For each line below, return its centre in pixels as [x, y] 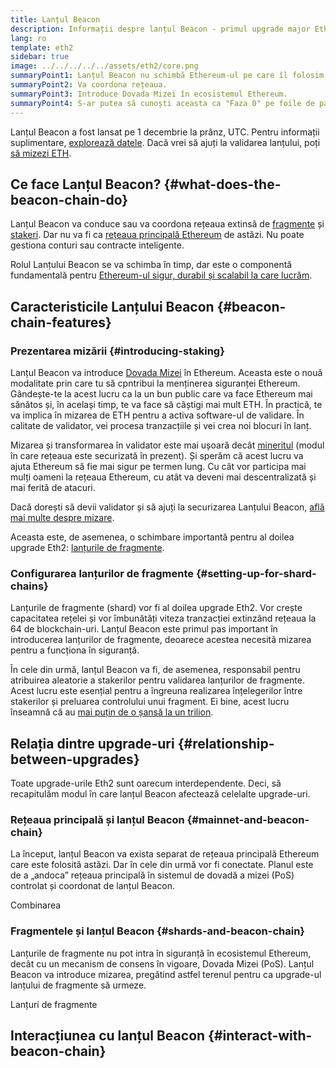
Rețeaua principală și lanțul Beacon [97, 820]
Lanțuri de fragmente [54, 1004]
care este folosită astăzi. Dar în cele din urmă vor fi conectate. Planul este [162, 865]
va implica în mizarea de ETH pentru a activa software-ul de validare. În [157, 415]
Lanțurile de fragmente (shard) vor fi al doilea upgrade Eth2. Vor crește [156, 608]
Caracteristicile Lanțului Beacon [112, 306]
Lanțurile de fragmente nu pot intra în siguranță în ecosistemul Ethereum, [161, 953]
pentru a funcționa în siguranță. [75, 650]
